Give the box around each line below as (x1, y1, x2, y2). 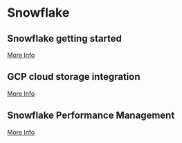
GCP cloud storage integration (7, 71, 140, 83)
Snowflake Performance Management (7, 110, 175, 121)
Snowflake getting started (7, 33, 122, 44)
